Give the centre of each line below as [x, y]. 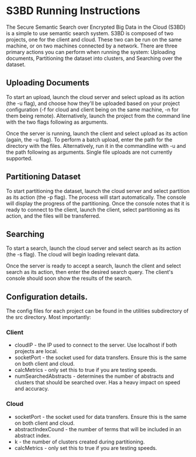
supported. [19, 158]
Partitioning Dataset [43, 177]
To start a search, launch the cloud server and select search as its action [94, 248]
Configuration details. [47, 297]
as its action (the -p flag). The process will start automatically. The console [96, 197]
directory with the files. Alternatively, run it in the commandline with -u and [96, 145]
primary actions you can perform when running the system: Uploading [91, 52]
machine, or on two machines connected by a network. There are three [92, 46]
